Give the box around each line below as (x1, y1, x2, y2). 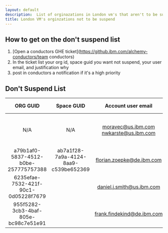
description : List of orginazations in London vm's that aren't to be (5, 12, 157, 17)
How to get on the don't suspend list (5, 35, 120, 44)
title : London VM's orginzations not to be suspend (5, 17, 115, 22)
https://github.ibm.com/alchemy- (79, 49, 148, 55)
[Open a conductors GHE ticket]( (12, 49, 80, 55)
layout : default (5, 7, 39, 13)
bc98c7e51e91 (8, 220, 46, 226)
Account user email (104, 102, 152, 109)
